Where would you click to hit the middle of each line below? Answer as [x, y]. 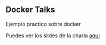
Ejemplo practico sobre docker [43, 24]
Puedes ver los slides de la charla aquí [53, 36]
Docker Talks [30, 10]
